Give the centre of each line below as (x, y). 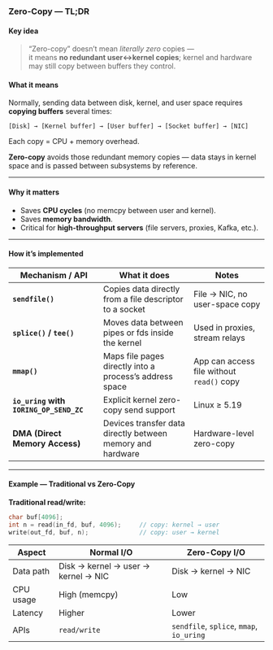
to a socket (124, 309)
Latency (28, 613)
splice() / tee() (43, 333)
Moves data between (143, 322)
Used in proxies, (225, 327)
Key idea (24, 31)
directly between (135, 433)
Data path (31, 571)
